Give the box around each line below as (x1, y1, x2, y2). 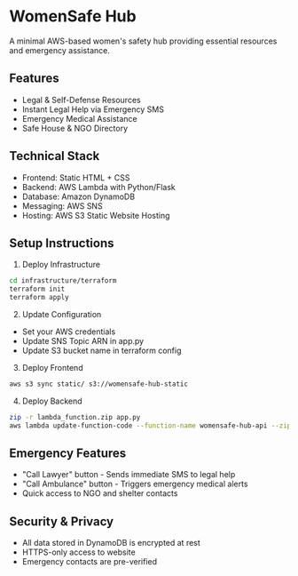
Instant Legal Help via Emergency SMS (21, 104, 164, 115)
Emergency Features (9, 446, 127, 461)
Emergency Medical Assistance (21, 113, 137, 124)
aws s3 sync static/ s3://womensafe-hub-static (9, 380, 189, 388)
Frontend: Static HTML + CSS (21, 172, 130, 183)
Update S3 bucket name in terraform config (21, 345, 182, 356)
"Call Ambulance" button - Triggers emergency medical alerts (21, 478, 248, 490)
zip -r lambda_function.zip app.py (9, 412, 141, 421)
